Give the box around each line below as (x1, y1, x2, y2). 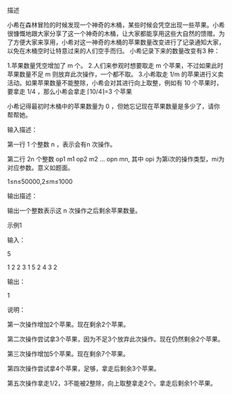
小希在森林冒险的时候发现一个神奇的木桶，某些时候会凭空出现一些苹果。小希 (7, 21, 225, 29)
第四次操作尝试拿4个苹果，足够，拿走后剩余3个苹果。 (7, 364, 160, 373)
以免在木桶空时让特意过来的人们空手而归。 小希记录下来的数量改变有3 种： (7, 47, 220, 55)
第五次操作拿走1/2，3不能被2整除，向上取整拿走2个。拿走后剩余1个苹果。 (7, 379, 217, 387)
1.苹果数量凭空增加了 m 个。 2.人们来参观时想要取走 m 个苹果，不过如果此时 (7, 62, 224, 69)
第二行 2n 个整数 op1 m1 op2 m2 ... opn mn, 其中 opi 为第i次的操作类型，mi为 (7, 155, 225, 163)
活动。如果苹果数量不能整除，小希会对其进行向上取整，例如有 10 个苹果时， (7, 79, 223, 87)
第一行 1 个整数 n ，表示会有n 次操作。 (7, 141, 116, 148)
